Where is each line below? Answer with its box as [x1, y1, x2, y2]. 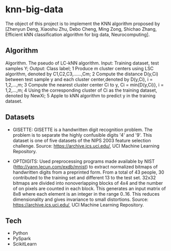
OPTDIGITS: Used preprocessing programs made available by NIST [12, 158, 155, 164]
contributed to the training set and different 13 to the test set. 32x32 [12, 174, 156, 180]
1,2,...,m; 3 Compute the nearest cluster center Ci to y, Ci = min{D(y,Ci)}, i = [5, 81, 164, 88]
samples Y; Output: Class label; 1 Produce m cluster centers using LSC [5, 65, 154, 71]
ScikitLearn [12, 241, 37, 247]
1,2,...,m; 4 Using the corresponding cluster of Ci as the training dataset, [5, 87, 158, 93]
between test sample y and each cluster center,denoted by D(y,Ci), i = [5, 76, 153, 82]
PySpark [12, 236, 31, 242]
